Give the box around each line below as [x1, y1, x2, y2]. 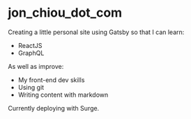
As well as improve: [8, 62, 64, 70]
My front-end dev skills [17, 75, 85, 84]
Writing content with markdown [17, 90, 109, 99]
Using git [17, 83, 45, 91]
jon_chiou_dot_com [8, 5, 123, 21]
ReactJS [17, 41, 43, 49]
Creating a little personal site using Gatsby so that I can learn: [8, 28, 185, 36]
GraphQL [17, 49, 45, 57]
